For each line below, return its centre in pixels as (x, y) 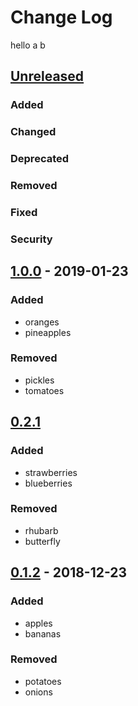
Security (31, 239)
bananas (43, 633)
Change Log (61, 17)
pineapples (48, 332)
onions (38, 692)
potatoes (43, 681)
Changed (33, 132)
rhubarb (41, 530)
